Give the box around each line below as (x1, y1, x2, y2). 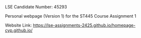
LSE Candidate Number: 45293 (5, 4, 67, 9)
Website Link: (5, 22, 32, 28)
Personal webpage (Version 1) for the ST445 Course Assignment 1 (5, 13, 137, 19)
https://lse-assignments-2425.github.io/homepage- (33, 22, 136, 28)
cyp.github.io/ (5, 28, 33, 33)
